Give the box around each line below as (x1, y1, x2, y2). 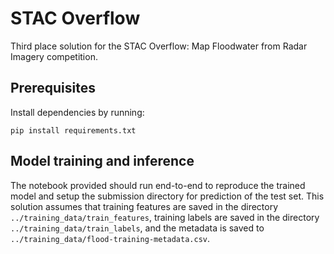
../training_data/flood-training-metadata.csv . (10, 232, 211, 244)
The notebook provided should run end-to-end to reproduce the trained (10, 179, 306, 191)
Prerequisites (10, 80, 96, 97)
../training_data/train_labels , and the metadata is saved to (10, 222, 265, 234)
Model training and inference (10, 153, 195, 170)
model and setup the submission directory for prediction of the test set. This (10, 190, 325, 202)
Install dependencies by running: (10, 106, 145, 118)
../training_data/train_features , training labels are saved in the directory (10, 211, 320, 223)
